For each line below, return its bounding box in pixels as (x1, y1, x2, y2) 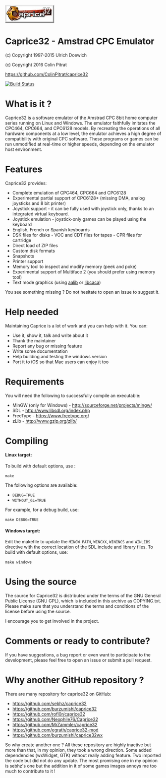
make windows (5, 560, 32, 565)
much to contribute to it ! (5, 768, 55, 774)
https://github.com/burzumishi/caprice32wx (12, 732, 103, 738)
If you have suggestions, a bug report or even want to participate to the (5, 652, 151, 658)
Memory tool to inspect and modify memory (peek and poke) (12, 263, 137, 269)
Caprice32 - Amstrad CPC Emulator (5, 36, 155, 47)
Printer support (12, 258, 44, 264)
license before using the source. (5, 608, 71, 615)
